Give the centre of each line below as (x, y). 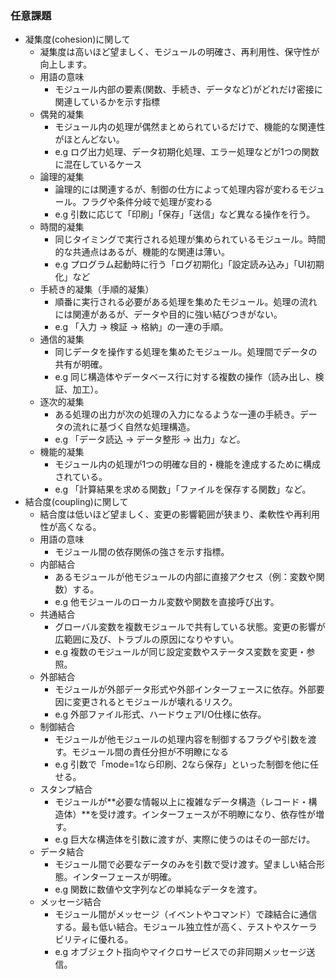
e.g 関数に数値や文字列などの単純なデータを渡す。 (158, 889)
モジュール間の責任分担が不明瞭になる (150, 752)
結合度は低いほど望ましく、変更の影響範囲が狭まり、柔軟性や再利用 (180, 514)
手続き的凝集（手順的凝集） (97, 289)
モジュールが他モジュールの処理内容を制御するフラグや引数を (181, 739)
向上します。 (66, 64)
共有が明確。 (81, 364)
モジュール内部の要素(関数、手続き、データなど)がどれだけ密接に (188, 89)
